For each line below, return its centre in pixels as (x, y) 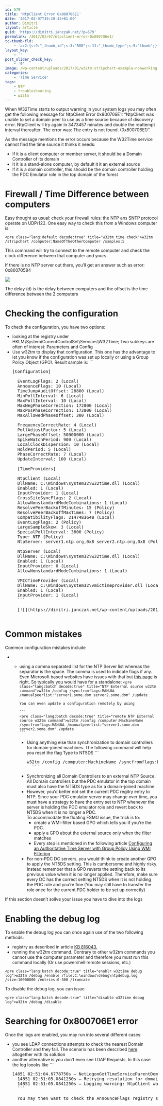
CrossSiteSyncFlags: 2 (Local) (55, 498)
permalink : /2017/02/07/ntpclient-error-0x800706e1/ (59, 37)
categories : (17, 73)
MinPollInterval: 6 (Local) (50, 396)
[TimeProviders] (37, 469)
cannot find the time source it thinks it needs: (50, 144)
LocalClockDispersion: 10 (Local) (58, 445)
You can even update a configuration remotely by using (77, 704)
